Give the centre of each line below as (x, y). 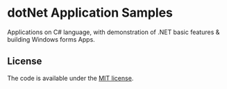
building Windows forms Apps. (51, 39)
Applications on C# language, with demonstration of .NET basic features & (113, 32)
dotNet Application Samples (90, 13)
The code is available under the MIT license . (70, 78)
